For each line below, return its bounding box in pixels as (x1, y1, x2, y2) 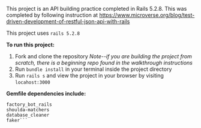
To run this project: (6, 41, 55, 48)
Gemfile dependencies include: (6, 90, 86, 97)
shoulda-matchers (6, 107, 50, 113)
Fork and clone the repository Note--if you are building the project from (14, 53, 192, 59)
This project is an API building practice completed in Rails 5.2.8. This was (6, 5, 187, 12)
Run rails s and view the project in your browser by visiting (14, 72, 164, 79)
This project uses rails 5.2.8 (6, 29, 80, 37)
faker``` (6, 117, 28, 123)
